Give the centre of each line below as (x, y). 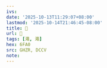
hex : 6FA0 (19, 45)
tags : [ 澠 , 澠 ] (24, 39)
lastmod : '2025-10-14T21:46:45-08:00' (54, 22)
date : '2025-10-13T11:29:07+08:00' (51, 17)
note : (13, 56)
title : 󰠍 (17, 28)
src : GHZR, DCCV (26, 50)
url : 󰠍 (14, 34)
